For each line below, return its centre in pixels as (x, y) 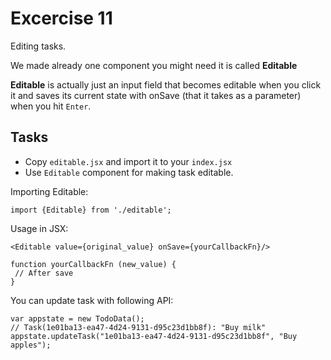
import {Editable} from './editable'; (91, 210)
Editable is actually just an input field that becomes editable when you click (166, 84)
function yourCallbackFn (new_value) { (93, 264)
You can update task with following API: (92, 300)
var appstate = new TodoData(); (77, 318)
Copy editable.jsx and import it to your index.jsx (128, 161)
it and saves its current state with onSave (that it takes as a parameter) (156, 95)
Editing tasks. (38, 46)
